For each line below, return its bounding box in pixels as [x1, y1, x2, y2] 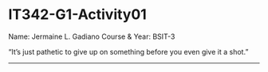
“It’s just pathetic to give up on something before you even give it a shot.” [8, 47, 249, 56]
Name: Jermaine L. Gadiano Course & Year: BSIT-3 [8, 32, 175, 41]
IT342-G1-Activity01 [8, 6, 148, 24]
